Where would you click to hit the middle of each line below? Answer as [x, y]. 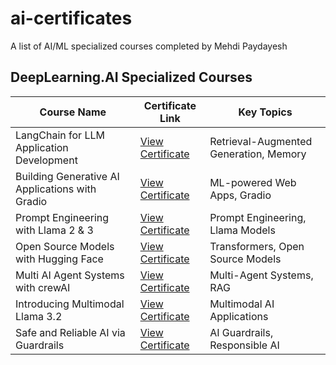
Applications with [56, 189]
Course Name [73, 112]
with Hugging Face [59, 259]
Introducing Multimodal [70, 304]
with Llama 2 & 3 [54, 230]
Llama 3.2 [39, 316]
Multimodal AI [242, 304]
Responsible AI [244, 345]
